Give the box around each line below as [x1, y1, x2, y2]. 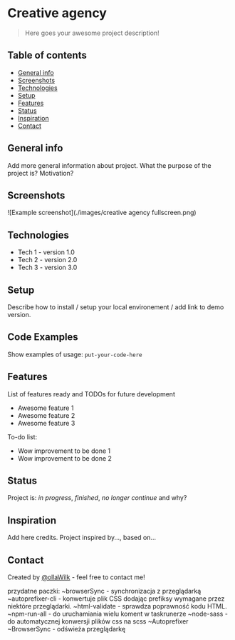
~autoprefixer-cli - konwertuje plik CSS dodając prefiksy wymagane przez [7, 594, 225, 603]
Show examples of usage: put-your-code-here [7, 350, 142, 359]
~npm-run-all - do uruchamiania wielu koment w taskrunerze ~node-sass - [7, 609, 228, 619]
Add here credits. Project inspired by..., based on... [7, 534, 157, 542]
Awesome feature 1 [17, 404, 74, 412]
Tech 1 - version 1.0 [17, 248, 75, 256]
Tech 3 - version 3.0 [17, 263, 78, 272]
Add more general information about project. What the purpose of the [7, 161, 211, 169]
